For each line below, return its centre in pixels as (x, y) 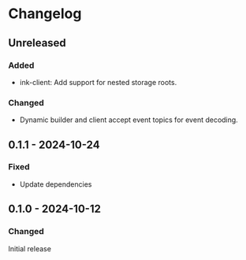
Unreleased (37, 43)
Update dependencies (56, 184)
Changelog (45, 14)
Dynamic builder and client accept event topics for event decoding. (129, 120)
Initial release (30, 248)
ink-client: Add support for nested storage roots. (98, 82)
